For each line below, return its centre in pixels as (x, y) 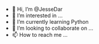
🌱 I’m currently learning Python (50, 22)
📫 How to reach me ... (40, 35)
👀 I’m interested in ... (37, 15)
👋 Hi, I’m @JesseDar (37, 9)
